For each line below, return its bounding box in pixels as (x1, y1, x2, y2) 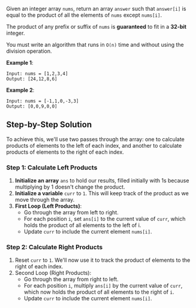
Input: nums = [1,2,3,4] (6, 71, 68, 77)
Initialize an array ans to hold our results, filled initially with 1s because (14, 177, 189, 184)
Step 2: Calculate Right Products (6, 243, 103, 252)
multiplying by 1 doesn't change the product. (14, 183, 125, 191)
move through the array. (14, 196, 75, 204)
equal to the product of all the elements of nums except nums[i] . (6, 11, 162, 19)
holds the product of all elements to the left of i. (23, 222, 141, 229)
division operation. (6, 47, 52, 55)
